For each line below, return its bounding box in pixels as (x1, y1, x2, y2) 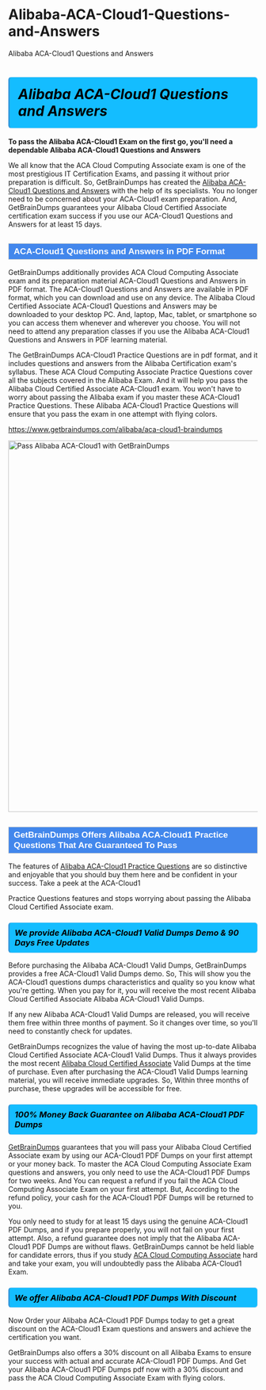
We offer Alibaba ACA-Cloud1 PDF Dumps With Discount (14, 1292, 237, 1303)
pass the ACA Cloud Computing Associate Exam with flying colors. (8, 1373, 226, 1382)
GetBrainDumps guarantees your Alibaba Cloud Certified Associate (8, 203, 227, 212)
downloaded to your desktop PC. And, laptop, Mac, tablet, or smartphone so (8, 310, 257, 319)
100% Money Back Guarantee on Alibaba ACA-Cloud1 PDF (14, 1109, 245, 1120)
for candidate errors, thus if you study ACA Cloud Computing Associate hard (8, 1250, 258, 1259)
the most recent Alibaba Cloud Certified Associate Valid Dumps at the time (8, 1059, 252, 1068)
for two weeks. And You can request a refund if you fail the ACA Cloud (8, 1175, 238, 1186)
